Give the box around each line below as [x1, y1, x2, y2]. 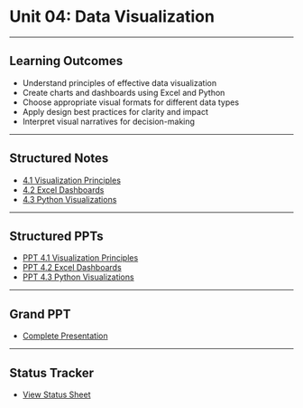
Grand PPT [9, 306, 71, 322]
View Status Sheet [22, 389, 91, 400]
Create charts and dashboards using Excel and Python [22, 87, 225, 98]
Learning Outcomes [9, 53, 124, 69]
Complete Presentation [22, 330, 108, 341]
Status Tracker [9, 365, 95, 381]
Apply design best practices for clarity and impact [22, 106, 209, 117]
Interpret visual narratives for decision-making [22, 116, 196, 127]
